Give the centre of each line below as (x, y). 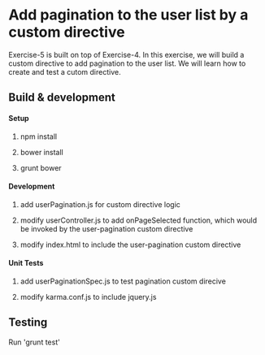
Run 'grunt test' (35, 342)
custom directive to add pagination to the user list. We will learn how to (127, 63)
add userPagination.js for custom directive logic (100, 204)
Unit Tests (26, 263)
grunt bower (41, 167)
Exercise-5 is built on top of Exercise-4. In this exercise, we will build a (126, 54)
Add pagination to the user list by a (128, 15)
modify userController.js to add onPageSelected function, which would (139, 220)
